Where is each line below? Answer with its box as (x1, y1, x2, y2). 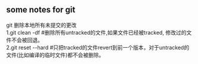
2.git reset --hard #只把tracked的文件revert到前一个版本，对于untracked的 (6, 44, 190, 51)
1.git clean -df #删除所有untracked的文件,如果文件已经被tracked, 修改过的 (6, 29, 187, 36)
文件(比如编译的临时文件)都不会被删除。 (6, 51, 104, 59)
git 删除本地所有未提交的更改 (6, 21, 77, 29)
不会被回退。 (11, 36, 43, 44)
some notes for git (6, 5, 76, 15)
